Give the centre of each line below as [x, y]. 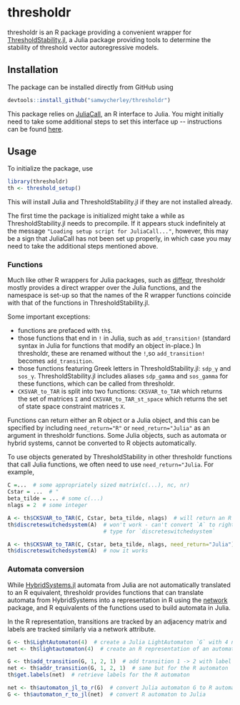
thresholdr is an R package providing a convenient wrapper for [99, 32]
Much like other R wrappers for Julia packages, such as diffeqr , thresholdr [116, 280]
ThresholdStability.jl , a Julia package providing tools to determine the [109, 39]
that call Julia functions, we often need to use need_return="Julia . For [111, 464]
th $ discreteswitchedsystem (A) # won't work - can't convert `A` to [111, 525]
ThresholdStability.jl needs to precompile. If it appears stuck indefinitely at [117, 224]
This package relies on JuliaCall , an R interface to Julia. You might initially [115, 114]
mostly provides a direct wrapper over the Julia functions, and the [104, 288]
